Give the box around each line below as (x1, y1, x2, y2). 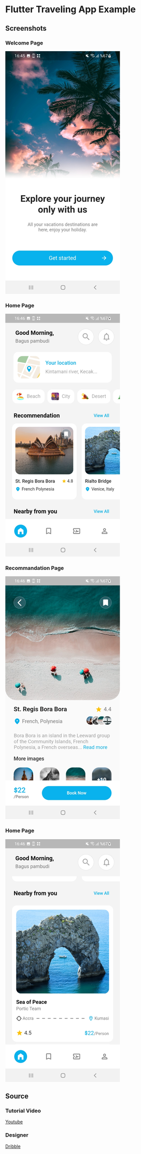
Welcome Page (5, 39, 43, 47)
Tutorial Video (5, 1107, 41, 1115)
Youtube (5, 1119, 23, 1125)
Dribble (5, 1143, 21, 1149)
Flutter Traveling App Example (5, 4, 136, 15)
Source (5, 1092, 29, 1101)
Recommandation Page (5, 565, 64, 572)
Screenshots (5, 24, 47, 33)
